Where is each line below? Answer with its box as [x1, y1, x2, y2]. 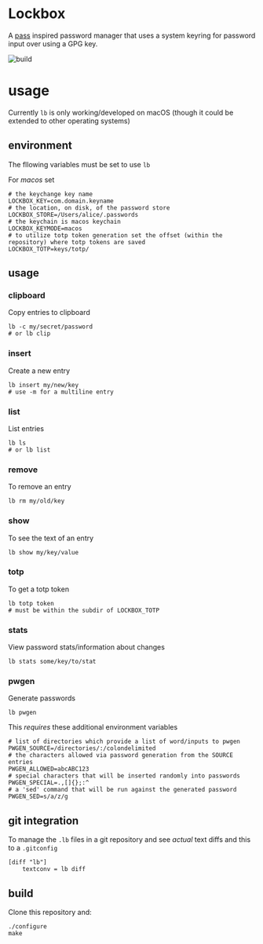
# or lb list [8, 445, 51, 454]
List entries [8, 423, 45, 433]
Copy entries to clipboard [8, 308, 90, 317]
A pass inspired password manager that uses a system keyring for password [8, 31, 256, 40]
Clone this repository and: [8, 908, 92, 917]
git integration [8, 814, 79, 827]
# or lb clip [8, 330, 51, 338]
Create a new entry [8, 366, 71, 375]
